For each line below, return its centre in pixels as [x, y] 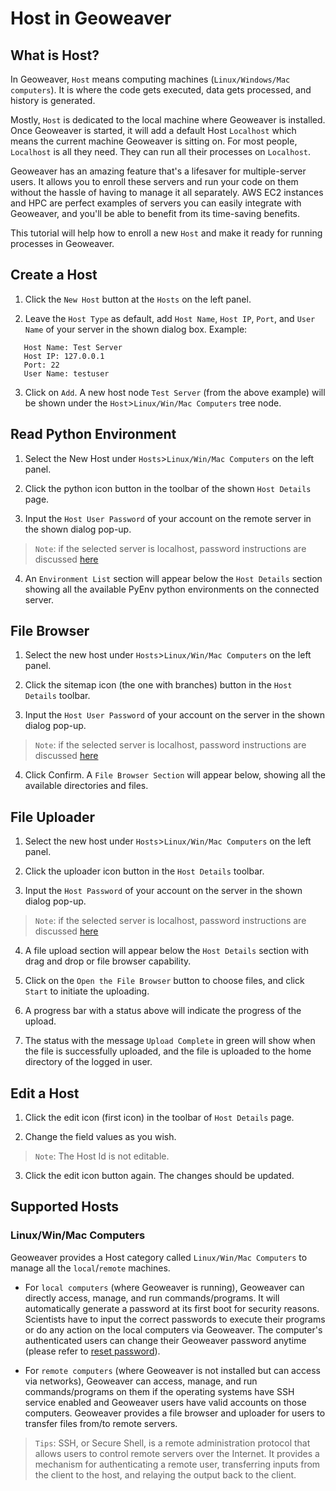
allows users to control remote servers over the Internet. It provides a [177, 1453]
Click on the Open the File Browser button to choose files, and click [164, 981]
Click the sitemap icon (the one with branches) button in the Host [158, 685]
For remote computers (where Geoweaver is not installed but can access [172, 1370]
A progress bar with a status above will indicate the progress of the [163, 1011]
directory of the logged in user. [88, 1062]
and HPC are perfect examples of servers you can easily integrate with [156, 203]
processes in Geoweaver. [62, 243]
